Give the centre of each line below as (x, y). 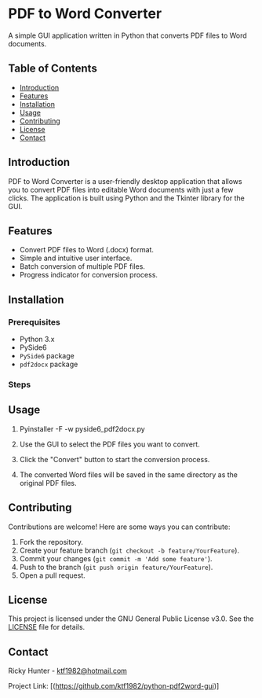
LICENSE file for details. (47, 627)
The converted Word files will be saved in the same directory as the (128, 474)
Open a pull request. (53, 575)
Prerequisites (34, 321)
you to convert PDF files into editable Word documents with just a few (121, 189)
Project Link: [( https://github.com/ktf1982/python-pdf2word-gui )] (114, 686)
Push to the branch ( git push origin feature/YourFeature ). (116, 567)
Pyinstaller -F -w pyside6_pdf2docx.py (82, 428)
